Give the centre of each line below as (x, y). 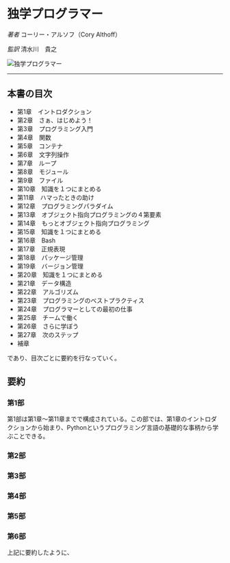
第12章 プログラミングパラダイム (65, 206)
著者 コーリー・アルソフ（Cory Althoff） (64, 34)
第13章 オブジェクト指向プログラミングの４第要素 (89, 214)
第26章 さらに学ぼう (48, 326)
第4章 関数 (34, 137)
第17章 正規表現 (41, 249)
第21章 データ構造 (44, 283)
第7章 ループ (37, 163)
